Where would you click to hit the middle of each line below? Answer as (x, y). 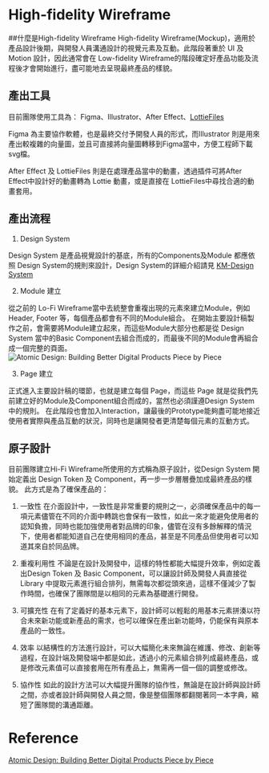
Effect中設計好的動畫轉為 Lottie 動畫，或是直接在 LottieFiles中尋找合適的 (128, 181)
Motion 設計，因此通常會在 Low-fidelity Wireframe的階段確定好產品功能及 (130, 58)
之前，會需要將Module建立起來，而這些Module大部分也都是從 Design (129, 328)
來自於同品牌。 (59, 547)
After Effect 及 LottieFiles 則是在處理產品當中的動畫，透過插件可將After (125, 171)
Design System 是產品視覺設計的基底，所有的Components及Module (120, 255)
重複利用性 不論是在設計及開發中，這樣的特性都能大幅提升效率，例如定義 (140, 563)
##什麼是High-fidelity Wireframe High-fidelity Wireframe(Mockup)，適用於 (132, 38)
